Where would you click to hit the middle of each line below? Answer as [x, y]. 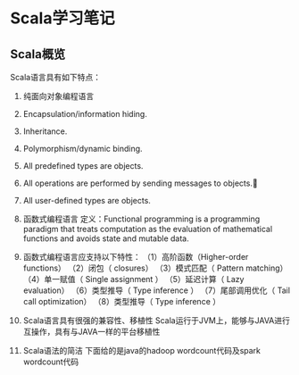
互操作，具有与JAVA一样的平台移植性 [91, 332]
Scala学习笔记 [62, 18]
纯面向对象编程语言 [58, 96]
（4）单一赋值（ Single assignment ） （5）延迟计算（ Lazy [133, 279]
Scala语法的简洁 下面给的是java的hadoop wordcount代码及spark [142, 350]
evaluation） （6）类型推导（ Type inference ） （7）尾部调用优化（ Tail [157, 290]
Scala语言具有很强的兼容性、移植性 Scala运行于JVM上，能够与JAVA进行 [157, 321]
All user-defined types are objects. [87, 200]
